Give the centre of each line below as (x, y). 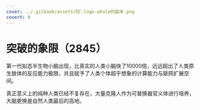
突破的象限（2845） (56, 48)
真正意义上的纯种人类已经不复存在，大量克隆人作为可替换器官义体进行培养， (100, 93)
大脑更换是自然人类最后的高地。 (45, 101)
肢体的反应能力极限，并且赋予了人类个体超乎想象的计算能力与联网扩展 (97, 73)
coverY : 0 (19, 17)
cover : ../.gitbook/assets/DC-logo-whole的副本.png (70, 12)
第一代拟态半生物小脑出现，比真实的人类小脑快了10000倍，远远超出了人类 (98, 66)
